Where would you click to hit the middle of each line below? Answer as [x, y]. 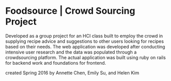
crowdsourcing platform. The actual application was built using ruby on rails [85, 57]
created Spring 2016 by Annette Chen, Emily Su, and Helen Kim [72, 73]
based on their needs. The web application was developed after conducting [85, 46]
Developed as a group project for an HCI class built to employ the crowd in [84, 36]
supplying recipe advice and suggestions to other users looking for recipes [85, 41]
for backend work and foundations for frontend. [56, 63]
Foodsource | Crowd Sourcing [70, 11]
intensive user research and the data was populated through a [71, 52]
